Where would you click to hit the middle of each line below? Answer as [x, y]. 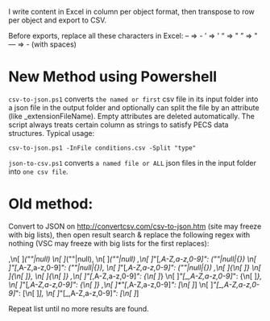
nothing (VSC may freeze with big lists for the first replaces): [109, 243]
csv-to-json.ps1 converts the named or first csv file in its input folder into [133, 99]
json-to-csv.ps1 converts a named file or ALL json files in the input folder [132, 163]
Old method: [51, 204]
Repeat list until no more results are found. [79, 308]
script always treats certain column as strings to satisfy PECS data [118, 125]
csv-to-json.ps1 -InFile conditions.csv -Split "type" [102, 148]
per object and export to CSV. [58, 20]
